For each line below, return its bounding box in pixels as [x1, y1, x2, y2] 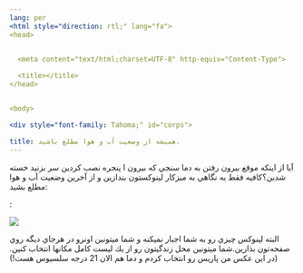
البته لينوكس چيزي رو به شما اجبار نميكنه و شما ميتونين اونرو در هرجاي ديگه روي [9, 233, 279, 244]
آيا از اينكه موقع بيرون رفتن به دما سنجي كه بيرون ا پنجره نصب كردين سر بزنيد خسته [9, 161, 294, 172]
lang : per [9, 13, 47, 23]
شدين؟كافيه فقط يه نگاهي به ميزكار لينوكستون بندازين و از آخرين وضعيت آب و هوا [9, 171, 286, 182]
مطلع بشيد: [9, 180, 48, 191]
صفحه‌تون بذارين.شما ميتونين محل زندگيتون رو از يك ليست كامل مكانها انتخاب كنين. [9, 242, 290, 254]
